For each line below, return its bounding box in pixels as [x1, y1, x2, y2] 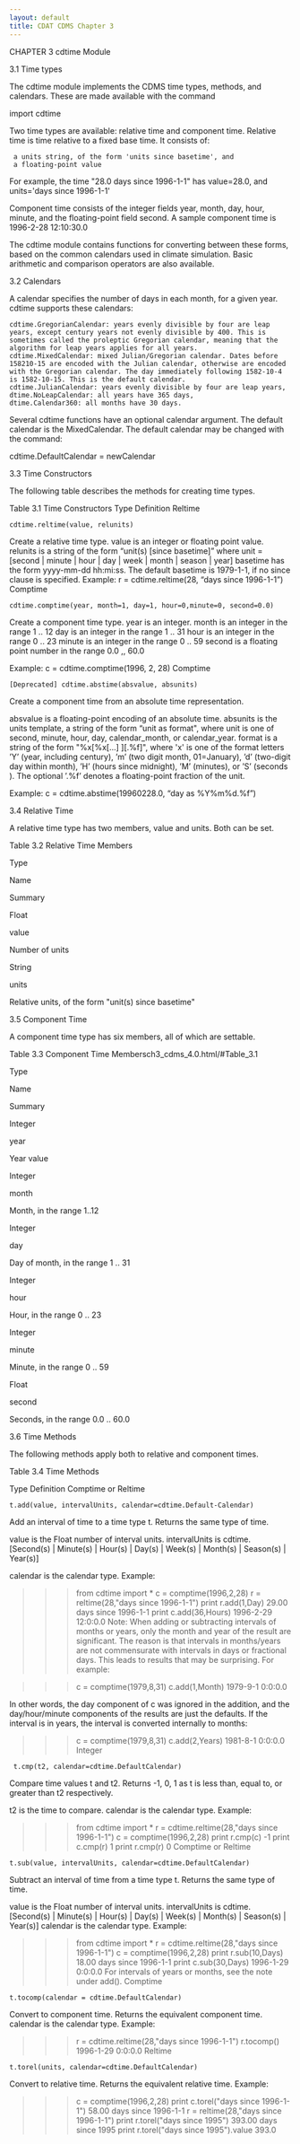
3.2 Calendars [9, 276, 61, 286]
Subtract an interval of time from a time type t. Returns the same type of [9, 1874, 276, 1885]
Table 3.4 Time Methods [9, 1466, 100, 1476]
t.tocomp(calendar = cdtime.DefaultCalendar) [9, 1993, 182, 2002]
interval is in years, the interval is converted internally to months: [9, 1718, 248, 1728]
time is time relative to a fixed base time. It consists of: [9, 135, 210, 145]
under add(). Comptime [75, 1975, 163, 1986]
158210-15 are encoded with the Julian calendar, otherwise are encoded [9, 359, 287, 368]
